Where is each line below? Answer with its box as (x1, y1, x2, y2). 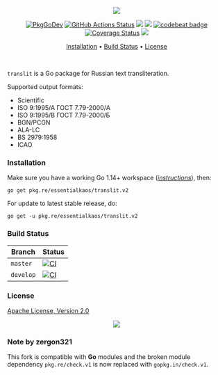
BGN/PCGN (17, 118, 51, 127)
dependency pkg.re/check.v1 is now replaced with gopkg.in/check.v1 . (7, 360, 209, 369)
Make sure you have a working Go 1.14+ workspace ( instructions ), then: (7, 174, 212, 182)
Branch (10, 247, 36, 257)
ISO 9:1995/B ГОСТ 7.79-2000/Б (17, 111, 110, 119)
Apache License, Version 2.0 (7, 306, 90, 314)
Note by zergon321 (7, 337, 73, 346)
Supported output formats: (7, 83, 83, 90)
